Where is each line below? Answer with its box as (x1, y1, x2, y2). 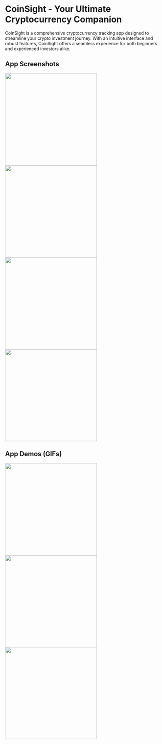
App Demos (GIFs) (5, 450, 62, 458)
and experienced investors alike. (5, 46, 71, 51)
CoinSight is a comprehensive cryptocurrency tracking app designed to (5, 30, 149, 36)
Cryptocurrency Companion (5, 14, 122, 25)
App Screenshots (5, 60, 60, 68)
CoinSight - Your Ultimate (5, 3, 111, 15)
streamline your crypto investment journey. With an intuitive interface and (5, 35, 153, 41)
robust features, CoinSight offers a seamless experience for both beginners (5, 40, 158, 46)
